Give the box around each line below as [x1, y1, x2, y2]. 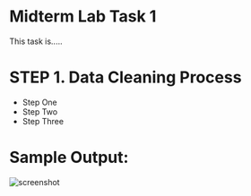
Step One [22, 97, 58, 107]
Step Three [22, 115, 65, 126]
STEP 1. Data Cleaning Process [9, 67, 242, 88]
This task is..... [9, 36, 63, 47]
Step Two [22, 106, 58, 117]
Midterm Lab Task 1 [9, 6, 157, 27]
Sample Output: [9, 148, 129, 167]
